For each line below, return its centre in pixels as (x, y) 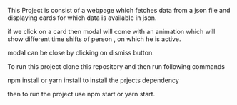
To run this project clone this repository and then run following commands (116, 66)
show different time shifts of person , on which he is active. (94, 39)
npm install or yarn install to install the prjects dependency (94, 80)
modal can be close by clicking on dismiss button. (81, 53)
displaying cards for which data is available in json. (82, 18)
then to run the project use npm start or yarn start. (81, 94)
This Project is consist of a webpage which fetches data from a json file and (119, 10)
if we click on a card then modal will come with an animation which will (111, 32)
